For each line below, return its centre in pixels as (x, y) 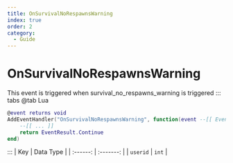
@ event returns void (37, 113)
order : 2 (20, 26)
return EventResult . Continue (62, 132)
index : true (24, 20)
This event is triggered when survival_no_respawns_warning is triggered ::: (114, 93)
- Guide (25, 40)
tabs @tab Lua (28, 101)
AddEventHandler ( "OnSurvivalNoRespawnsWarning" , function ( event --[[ (110, 119)
